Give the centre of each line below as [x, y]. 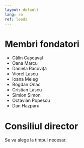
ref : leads [16, 19]
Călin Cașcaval [27, 58]
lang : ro [14, 15]
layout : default [22, 10]
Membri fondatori [42, 44]
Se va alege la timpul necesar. [36, 140]
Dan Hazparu [26, 106]
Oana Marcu [25, 63]
